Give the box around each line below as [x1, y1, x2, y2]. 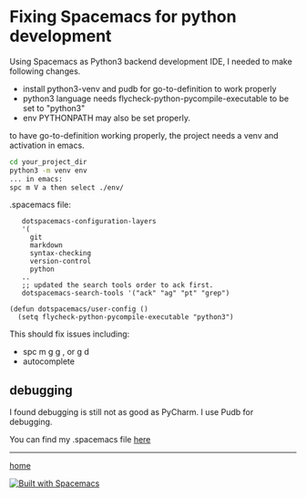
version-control [29, 257, 92, 266]
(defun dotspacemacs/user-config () [9, 305, 148, 314]
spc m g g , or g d [22, 347, 89, 358]
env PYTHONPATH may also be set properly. [22, 112, 191, 123]
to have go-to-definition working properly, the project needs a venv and [9, 130, 280, 140]
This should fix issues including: [9, 328, 130, 339]
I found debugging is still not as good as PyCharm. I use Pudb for [9, 407, 254, 418]
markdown [29, 241, 64, 250]
